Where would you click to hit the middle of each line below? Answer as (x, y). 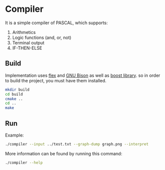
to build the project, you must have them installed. (56, 80)
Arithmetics (24, 32)
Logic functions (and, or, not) (42, 37)
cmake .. (14, 99)
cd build (14, 94)
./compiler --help (24, 163)
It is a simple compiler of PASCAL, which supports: (56, 23)
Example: (15, 135)
